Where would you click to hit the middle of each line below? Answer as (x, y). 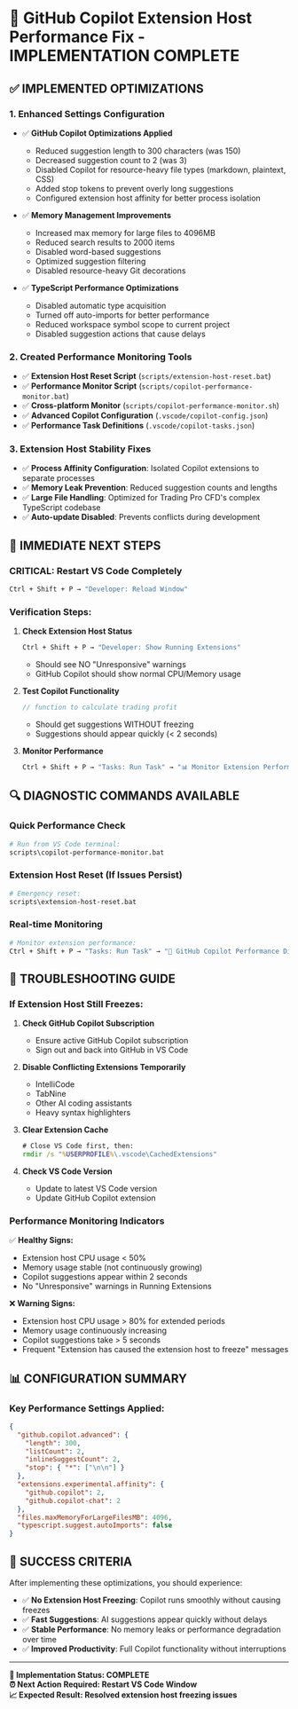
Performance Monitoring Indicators (87, 1221)
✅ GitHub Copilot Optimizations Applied (97, 133)
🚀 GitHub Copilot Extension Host (131, 18)
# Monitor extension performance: (73, 943)
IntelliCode (55, 1084)
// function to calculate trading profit (99, 708)
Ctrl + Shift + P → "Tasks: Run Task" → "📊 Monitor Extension (141, 768)
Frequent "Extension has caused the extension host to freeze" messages (155, 1350)
